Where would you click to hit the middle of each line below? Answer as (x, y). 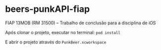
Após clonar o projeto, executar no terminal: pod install (63, 32)
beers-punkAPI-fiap (48, 9)
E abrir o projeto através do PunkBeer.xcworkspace (56, 42)
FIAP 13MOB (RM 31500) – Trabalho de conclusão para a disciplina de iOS (80, 23)
